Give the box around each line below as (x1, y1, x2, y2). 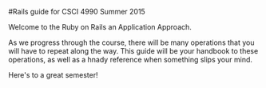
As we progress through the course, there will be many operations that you (8, 38, 255, 47)
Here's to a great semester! (8, 70, 98, 79)
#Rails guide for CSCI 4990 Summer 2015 (8, 7, 145, 16)
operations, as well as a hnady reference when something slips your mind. (8, 55, 253, 64)
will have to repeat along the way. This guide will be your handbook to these (8, 46, 259, 55)
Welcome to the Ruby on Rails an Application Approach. (8, 22, 192, 31)
